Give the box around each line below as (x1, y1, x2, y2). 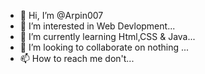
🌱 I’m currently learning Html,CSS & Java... (19, 31, 196, 42)
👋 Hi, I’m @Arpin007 (19, 10, 104, 21)
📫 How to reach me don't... (19, 53, 135, 64)
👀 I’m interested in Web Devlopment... (19, 20, 176, 32)
